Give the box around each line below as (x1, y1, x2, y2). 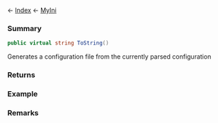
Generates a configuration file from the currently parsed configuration (7, 52, 212, 61)
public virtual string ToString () (7, 40, 110, 47)
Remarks (7, 107, 39, 117)
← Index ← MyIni (7, 6, 57, 14)
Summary (7, 23, 42, 33)
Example (7, 89, 38, 99)
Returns (7, 70, 35, 80)
